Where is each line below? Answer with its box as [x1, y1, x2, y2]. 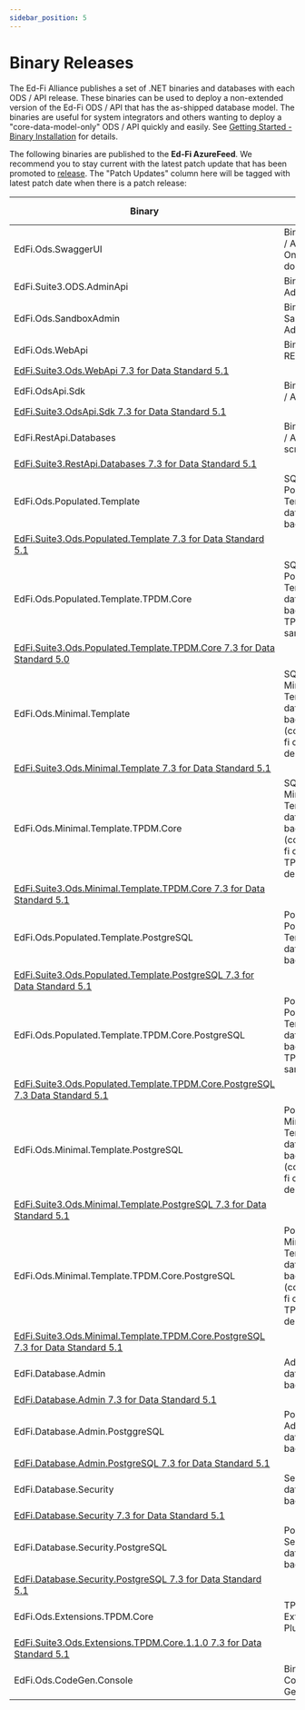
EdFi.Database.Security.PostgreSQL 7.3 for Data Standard [14, 1573, 262, 1586]
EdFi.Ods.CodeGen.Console [14, 1674, 133, 1686]
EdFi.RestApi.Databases [14, 431, 116, 443]
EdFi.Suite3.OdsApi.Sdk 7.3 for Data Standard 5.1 [14, 405, 227, 418]
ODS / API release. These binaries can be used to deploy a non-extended [9, 92, 284, 103]
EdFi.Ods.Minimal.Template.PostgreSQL [14, 1143, 184, 1156]
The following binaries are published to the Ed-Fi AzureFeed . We [9, 148, 252, 159]
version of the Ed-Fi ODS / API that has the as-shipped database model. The [9, 102, 295, 113]
